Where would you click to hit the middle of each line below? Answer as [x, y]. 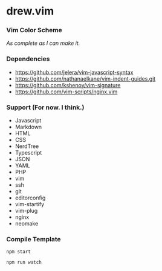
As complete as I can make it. [43, 43]
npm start [19, 252]
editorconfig [30, 198]
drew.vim [30, 11]
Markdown [28, 127]
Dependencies [28, 59]
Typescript [28, 153]
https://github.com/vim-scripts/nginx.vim [66, 92]
